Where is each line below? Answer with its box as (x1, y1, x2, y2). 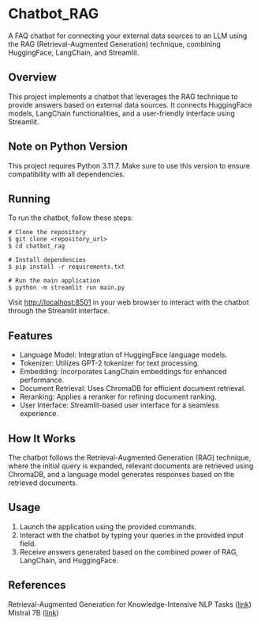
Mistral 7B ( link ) (8, 608, 59, 617)
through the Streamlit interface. (8, 306, 110, 316)
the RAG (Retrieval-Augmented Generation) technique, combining (8, 39, 221, 48)
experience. (19, 409, 59, 419)
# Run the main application (8, 277, 101, 285)
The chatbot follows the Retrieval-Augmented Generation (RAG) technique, (8, 453, 252, 462)
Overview (8, 70, 58, 84)
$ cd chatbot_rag (8, 242, 65, 250)
